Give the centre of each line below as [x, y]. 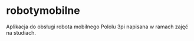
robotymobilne [43, 11]
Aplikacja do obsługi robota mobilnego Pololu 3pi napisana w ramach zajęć [97, 27]
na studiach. [21, 32]
